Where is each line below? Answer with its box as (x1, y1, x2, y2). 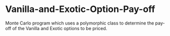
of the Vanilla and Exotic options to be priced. (12, 25, 108, 31)
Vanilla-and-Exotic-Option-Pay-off (5, 3, 156, 15)
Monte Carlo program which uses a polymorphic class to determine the (5, 20, 154, 26)
